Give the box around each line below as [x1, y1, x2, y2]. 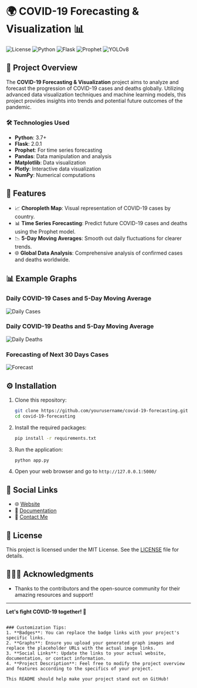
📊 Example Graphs [6, 274, 77, 284]
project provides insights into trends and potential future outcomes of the [6, 97, 183, 104]
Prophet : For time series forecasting [14, 146, 103, 153]
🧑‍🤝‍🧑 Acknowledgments [6, 569, 94, 579]
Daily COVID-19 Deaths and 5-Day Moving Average [6, 322, 154, 330]
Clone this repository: [14, 396, 67, 403]
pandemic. [6, 103, 32, 111]
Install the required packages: [14, 424, 87, 431]
